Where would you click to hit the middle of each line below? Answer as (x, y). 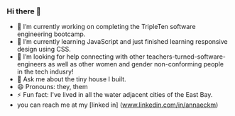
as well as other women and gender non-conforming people (136, 64)
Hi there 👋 (24, 11)
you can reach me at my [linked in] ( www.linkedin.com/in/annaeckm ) (117, 105)
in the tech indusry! (45, 72)
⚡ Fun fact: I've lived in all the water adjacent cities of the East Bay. (115, 95)
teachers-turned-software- (186, 57)
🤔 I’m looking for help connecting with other (81, 57)
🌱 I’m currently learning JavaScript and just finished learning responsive (122, 42)
